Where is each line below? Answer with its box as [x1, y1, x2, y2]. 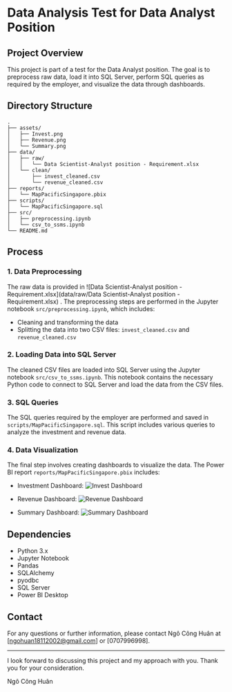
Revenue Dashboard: [17, 495, 77, 503]
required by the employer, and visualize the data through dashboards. [7, 80, 205, 88]
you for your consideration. [7, 664, 85, 672]
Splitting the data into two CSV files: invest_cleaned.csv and [17, 325, 190, 333]
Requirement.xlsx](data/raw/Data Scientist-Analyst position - [7, 290, 181, 298]
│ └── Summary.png [7, 142, 67, 149]
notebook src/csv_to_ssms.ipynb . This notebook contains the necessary [7, 373, 213, 381]
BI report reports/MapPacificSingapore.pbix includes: [7, 468, 160, 476]
